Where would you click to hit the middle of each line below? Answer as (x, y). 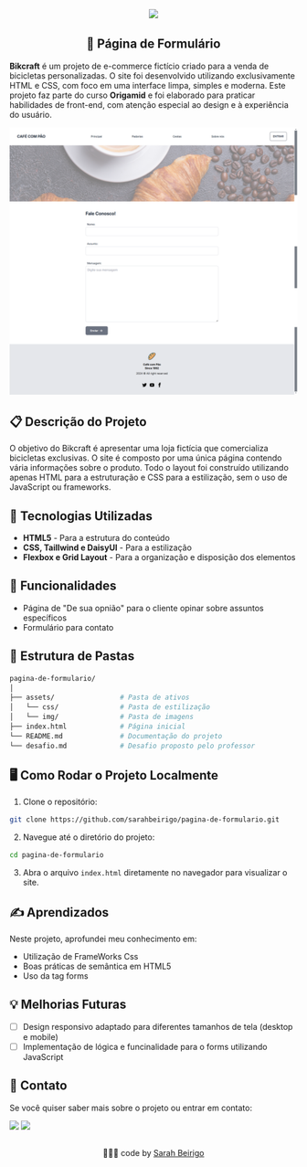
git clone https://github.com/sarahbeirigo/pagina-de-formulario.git (145, 820)
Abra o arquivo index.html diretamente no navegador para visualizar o (155, 873)
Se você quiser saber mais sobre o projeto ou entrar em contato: (131, 1108)
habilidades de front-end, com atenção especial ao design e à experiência (149, 104)
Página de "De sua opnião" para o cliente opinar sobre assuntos (143, 608)
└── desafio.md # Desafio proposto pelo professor (132, 746)
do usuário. (31, 114)
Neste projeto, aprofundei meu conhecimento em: (103, 939)
